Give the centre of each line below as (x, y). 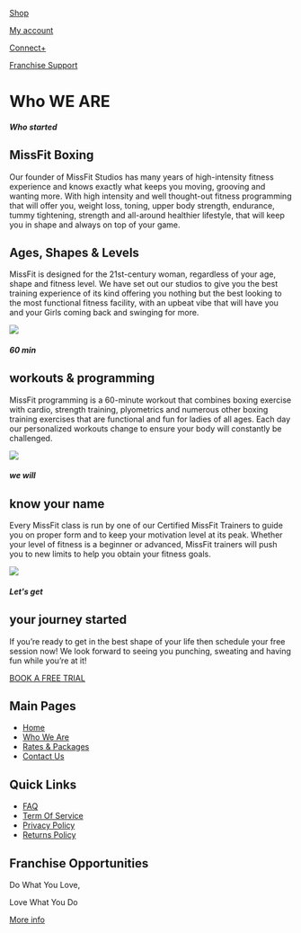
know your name (57, 504)
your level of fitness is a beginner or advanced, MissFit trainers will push (143, 545)
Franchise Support (44, 65)
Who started (33, 127)
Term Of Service (53, 816)
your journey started (68, 620)
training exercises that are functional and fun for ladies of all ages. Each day (150, 419)
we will (22, 475)
